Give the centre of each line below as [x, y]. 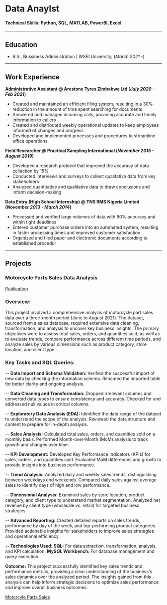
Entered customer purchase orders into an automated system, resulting [85, 227]
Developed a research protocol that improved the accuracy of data [81, 166]
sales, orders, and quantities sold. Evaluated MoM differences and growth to [83, 460]
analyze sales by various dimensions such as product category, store [76, 344]
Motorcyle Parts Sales [28, 597]
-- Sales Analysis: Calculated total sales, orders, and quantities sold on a [80, 434]
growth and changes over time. [37, 445]
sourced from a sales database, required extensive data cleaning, [72, 323]
